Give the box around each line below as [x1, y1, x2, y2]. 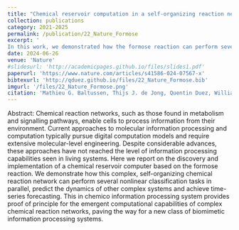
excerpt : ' [7, 37, 40, 44]
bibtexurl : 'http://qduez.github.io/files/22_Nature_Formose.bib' [7, 76, 208, 84]
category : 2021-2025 [7, 23, 69, 31]
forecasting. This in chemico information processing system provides [26, 192, 230, 201]
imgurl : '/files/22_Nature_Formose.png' [7, 83, 129, 90]
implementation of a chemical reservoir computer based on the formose [7, 162, 218, 170]
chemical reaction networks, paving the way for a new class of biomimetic [7, 207, 225, 216]
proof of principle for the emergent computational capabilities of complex [7, 199, 223, 208]
